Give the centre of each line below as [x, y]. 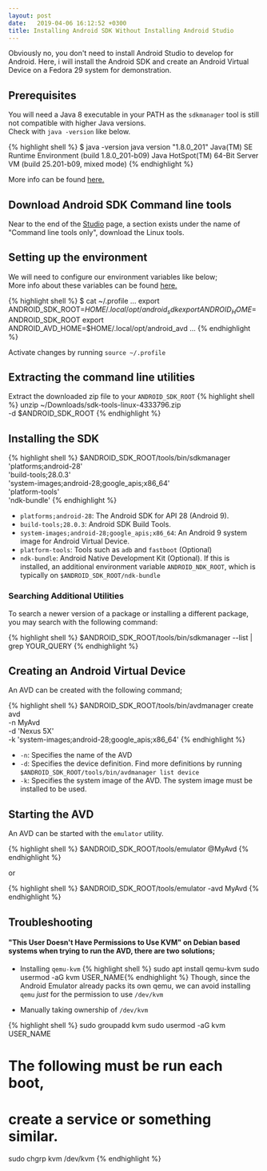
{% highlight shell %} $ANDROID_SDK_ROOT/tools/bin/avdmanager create [131, 706]
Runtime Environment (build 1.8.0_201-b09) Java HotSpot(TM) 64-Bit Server [133, 156]
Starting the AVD [51, 814]
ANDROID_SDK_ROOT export [56, 320]
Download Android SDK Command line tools [120, 205]
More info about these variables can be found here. [93, 285]
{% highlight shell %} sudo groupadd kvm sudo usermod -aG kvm [117, 1025]
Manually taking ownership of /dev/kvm [84, 1010]
